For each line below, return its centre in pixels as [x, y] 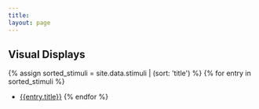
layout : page [29, 23]
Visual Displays [47, 54]
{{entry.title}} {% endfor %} [64, 97]
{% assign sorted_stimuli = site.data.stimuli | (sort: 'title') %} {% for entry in [129, 73]
